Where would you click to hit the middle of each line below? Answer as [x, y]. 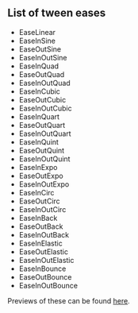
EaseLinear [37, 32]
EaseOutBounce [45, 276]
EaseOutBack [41, 226]
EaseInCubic [40, 91]
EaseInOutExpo [44, 184]
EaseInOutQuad [44, 83]
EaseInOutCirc [42, 209]
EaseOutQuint [42, 150]
